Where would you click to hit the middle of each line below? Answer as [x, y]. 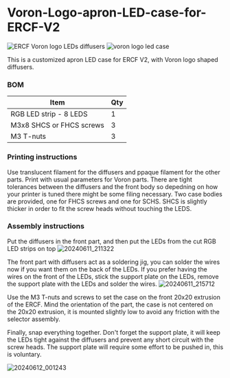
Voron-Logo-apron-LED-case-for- [107, 13]
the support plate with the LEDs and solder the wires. [82, 284]
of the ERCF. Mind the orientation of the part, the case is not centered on [110, 304]
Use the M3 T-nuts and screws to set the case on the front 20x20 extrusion [114, 297]
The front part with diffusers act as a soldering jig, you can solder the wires [114, 262]
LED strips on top [32, 248]
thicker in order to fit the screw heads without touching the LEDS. [100, 208]
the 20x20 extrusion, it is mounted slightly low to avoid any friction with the [113, 311]
